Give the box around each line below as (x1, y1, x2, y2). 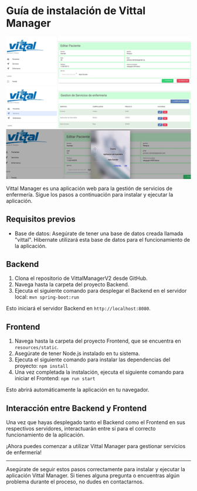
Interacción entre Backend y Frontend (6, 403, 147, 413)
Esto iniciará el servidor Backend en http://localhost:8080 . (6, 305, 151, 312)
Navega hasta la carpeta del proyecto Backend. (14, 281, 130, 288)
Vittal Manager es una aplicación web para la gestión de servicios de (6, 185, 173, 192)
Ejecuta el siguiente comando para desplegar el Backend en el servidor (14, 287, 187, 294)
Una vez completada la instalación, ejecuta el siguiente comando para (14, 368, 184, 376)
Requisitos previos (6, 214, 76, 224)
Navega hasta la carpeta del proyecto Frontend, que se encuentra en (14, 337, 181, 344)
